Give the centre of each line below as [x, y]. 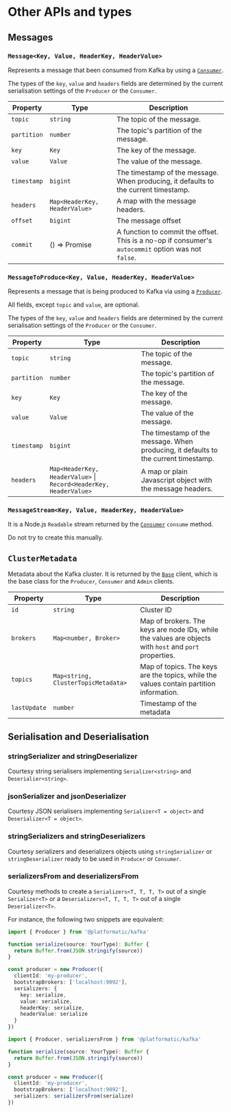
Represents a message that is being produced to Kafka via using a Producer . [115, 291]
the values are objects [175, 638]
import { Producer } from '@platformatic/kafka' [78, 932]
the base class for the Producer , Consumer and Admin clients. [91, 581]
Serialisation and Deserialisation [78, 736]
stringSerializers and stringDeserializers [77, 836]
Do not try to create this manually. [56, 537]
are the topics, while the [179, 676]
